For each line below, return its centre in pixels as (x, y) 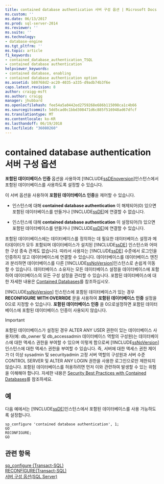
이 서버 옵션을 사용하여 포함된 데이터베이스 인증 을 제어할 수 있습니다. (70, 195)
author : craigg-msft (26, 92)
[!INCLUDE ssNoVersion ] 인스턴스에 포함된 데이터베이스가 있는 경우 (70, 292)
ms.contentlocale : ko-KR (30, 119)
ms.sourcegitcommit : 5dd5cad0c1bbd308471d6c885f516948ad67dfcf (71, 110)
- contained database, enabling (38, 73)
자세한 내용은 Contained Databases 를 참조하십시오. (60, 282)
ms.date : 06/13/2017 (26, 19)
